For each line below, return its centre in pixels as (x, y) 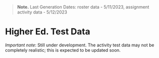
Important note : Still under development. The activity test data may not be (80, 45)
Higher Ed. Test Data (48, 32)
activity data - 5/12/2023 (42, 12)
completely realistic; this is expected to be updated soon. (63, 50)
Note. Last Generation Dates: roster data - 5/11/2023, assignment (83, 7)
